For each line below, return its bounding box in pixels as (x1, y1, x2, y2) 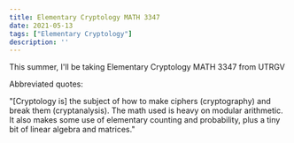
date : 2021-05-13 (9, 21, 73, 30)
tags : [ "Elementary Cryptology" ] (9, 29, 133, 38)
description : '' (9, 37, 69, 47)
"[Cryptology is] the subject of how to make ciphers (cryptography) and (9, 96, 272, 107)
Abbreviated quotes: (9, 79, 84, 89)
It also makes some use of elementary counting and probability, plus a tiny (9, 115, 281, 125)
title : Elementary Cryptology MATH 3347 (9, 12, 161, 22)
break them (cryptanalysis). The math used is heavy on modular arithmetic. (9, 105, 283, 116)
